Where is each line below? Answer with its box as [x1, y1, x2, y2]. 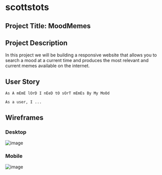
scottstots [5, 2, 49, 13]
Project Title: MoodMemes [5, 22, 91, 30]
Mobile [5, 152, 23, 159]
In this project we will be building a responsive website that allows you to [5, 52, 157, 58]
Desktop [5, 128, 27, 135]
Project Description [5, 38, 68, 47]
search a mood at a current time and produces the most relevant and [5, 57, 149, 64]
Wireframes [5, 113, 44, 122]
